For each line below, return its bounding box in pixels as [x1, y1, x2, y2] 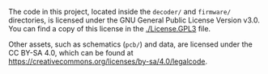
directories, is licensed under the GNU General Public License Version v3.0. [8, 15, 261, 25]
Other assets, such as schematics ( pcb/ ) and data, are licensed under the [8, 39, 253, 49]
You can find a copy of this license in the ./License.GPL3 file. [8, 24, 211, 33]
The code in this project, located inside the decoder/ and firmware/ [8, 7, 232, 16]
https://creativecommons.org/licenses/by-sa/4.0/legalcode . [8, 56, 208, 66]
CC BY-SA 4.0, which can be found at [8, 48, 134, 57]
